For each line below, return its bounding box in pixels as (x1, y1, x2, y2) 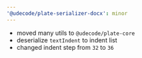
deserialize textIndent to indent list (16, 35, 118, 44)
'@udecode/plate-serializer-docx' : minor (6, 10, 128, 17)
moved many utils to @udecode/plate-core (16, 29, 136, 37)
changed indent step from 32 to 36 (16, 43, 114, 51)
